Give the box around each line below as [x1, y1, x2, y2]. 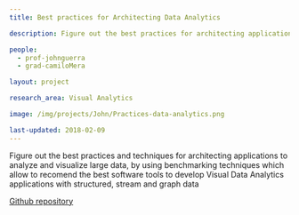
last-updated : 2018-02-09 [9, 125, 105, 134]
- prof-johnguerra [17, 53, 86, 62]
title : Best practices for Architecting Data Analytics [9, 12, 221, 22]
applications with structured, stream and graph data [9, 179, 199, 189]
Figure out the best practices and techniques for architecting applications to [9, 150, 288, 161]
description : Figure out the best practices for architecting [9, 28, 245, 38]
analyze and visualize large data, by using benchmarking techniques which [9, 159, 285, 170]
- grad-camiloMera [17, 61, 86, 71]
